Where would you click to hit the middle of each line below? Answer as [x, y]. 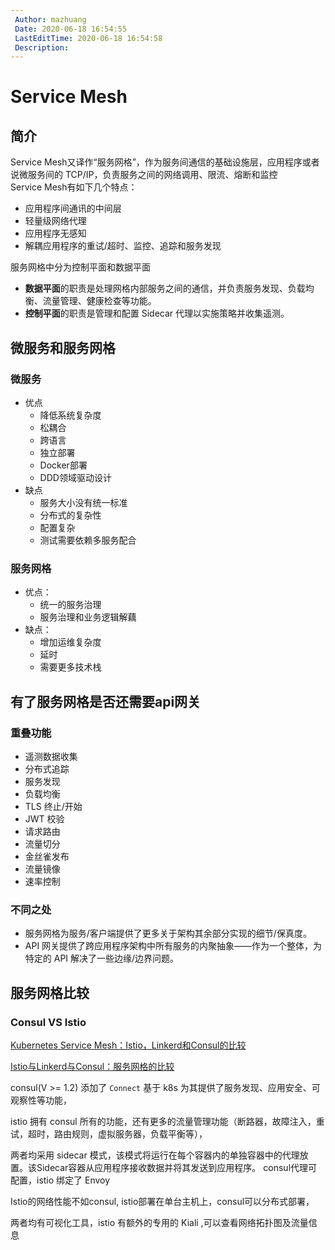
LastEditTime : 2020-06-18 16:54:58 [88, 38]
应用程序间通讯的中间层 [73, 208]
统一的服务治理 [70, 605]
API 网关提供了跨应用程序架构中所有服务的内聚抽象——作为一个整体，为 [173, 946]
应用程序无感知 [55, 233]
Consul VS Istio [48, 1022]
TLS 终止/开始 [53, 806]
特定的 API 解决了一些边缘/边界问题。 [102, 958]
